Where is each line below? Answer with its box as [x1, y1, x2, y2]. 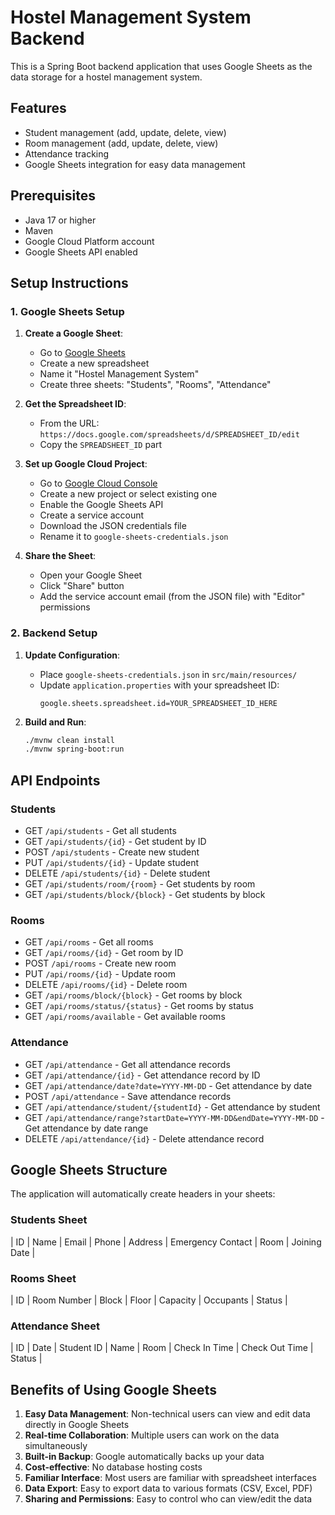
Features [10, 100, 67, 117]
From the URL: [39, 417, 100, 430]
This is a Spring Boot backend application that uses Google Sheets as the [10, 60, 313, 72]
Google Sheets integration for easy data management [24, 158, 246, 170]
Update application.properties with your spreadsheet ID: [39, 679, 280, 691]
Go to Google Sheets [39, 347, 126, 359]
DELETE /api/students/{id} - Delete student [24, 867, 211, 879]
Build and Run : [24, 716, 87, 728]
